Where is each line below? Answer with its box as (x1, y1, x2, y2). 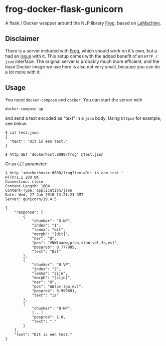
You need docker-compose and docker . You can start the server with (5, 96, 143, 103)
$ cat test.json (5, 130, 39, 135)
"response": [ (14, 210, 43, 215)
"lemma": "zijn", (31, 271, 68, 276)
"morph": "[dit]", (31, 231, 70, 237)
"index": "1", (31, 223, 61, 228)
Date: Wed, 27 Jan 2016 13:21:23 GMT (5, 192, 84, 197)
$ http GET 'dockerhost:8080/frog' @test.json (5, 152, 104, 157)
